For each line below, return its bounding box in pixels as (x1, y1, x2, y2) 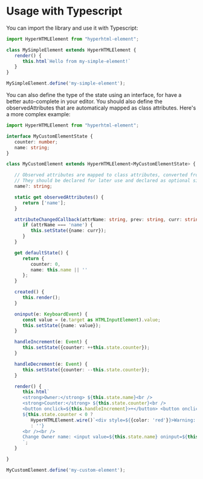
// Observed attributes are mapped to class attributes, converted (14, 172, 188, 178)
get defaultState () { (14, 249, 69, 256)
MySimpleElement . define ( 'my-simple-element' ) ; (6, 81, 126, 87)
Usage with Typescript (6, 4, 123, 18)
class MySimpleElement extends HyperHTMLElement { (6, 47, 137, 53)
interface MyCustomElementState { (6, 133, 94, 139)
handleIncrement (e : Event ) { (14, 339, 88, 345)
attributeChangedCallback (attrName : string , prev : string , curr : (14, 216, 182, 222)
